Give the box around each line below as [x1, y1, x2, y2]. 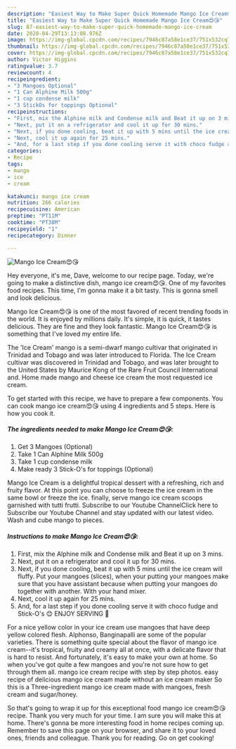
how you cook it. [7, 409, 55, 417]
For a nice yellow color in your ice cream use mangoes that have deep [7, 623, 211, 632]
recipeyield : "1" [7, 226, 58, 233]
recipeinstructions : [7, 108, 68, 115]
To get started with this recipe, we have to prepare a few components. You [7, 394, 223, 403]
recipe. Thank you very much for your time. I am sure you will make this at [7, 711, 221, 720]
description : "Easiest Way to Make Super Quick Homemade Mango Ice [7, 10, 209, 18]
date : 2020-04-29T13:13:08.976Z [7, 30, 102, 37]
